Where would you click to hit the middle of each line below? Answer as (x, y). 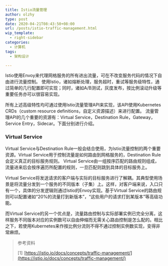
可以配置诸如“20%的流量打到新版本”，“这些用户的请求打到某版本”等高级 (84, 196)
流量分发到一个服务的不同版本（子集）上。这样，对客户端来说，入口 (88, 184)
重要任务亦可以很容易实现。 (34, 94)
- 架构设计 (19, 56)
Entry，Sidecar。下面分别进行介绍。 (59, 123)
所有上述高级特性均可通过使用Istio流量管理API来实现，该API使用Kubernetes (83, 105)
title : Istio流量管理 (26, 10)
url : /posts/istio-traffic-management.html (51, 28)
